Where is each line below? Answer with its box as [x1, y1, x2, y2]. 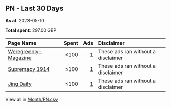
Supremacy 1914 [8, 65, 50, 73]
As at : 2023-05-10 [5, 17, 44, 23]
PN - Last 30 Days [5, 4, 64, 13]
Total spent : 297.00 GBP [5, 27, 57, 33]
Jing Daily [8, 80, 32, 87]
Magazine [8, 54, 32, 61]
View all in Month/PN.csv [5, 96, 58, 102]
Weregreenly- [8, 48, 42, 55]
